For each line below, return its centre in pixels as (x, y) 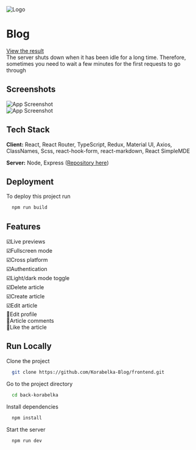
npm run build (30, 208)
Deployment (30, 182)
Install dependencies (33, 406)
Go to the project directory (40, 384)
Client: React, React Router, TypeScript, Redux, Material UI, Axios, (89, 144)
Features (23, 226)
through (16, 70)
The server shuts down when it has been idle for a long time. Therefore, (96, 57)
